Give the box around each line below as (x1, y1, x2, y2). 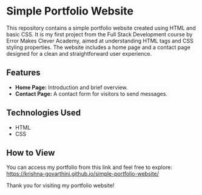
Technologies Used (6, 108, 81, 118)
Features (6, 68, 41, 78)
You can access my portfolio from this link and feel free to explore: (6, 164, 173, 171)
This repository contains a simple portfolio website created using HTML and (6, 24, 196, 31)
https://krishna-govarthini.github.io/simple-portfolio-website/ (6, 170, 160, 177)
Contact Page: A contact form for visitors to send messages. (15, 90, 168, 97)
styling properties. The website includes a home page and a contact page (6, 44, 191, 51)
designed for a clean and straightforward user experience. (6, 50, 152, 57)
